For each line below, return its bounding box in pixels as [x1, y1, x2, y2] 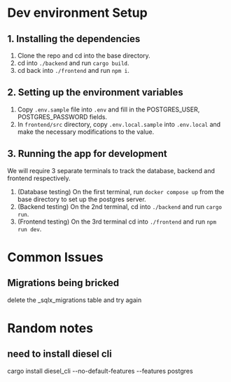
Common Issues [7, 249, 104, 265]
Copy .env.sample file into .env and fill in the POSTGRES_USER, [17, 105, 200, 114]
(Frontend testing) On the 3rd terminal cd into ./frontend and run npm [17, 217, 217, 226]
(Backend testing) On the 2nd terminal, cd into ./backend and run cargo [17, 202, 223, 211]
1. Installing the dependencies [7, 33, 141, 45]
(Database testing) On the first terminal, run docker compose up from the [17, 187, 225, 196]
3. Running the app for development [7, 148, 168, 160]
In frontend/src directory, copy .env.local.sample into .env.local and [17, 120, 221, 128]
